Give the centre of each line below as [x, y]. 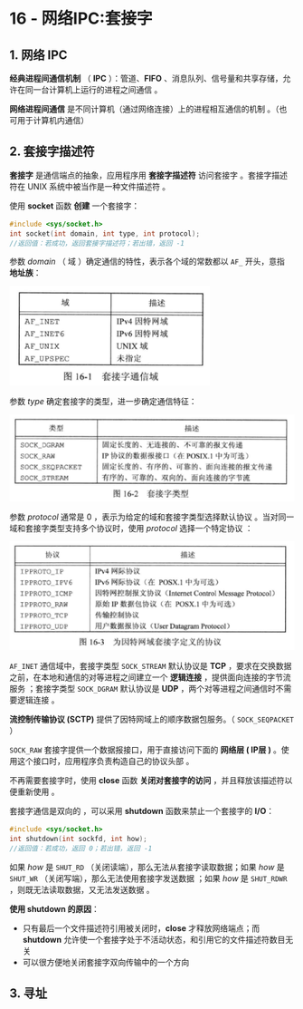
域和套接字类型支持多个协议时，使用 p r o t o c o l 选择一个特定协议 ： [131, 529]
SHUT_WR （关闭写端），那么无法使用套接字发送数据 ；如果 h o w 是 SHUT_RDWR [148, 878]
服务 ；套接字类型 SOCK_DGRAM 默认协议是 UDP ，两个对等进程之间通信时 [142, 688]
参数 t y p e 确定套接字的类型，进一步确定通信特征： [103, 402]
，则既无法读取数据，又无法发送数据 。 [82, 889]
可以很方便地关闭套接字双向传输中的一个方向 [106, 962]
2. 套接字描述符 [52, 152]
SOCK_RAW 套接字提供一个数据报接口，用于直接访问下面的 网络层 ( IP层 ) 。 [146, 750]
